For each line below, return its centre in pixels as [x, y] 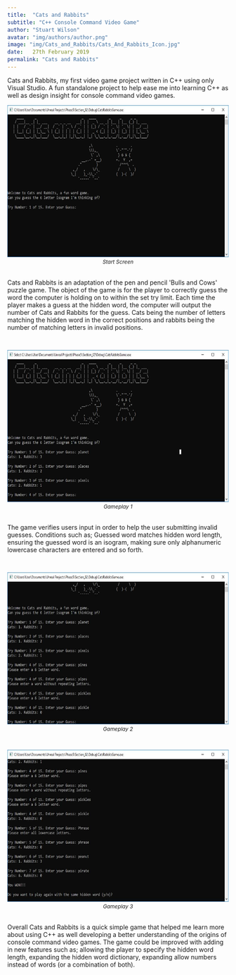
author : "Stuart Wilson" [44, 30]
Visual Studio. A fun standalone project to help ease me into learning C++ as [118, 87]
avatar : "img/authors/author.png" [58, 37]
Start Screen [118, 262]
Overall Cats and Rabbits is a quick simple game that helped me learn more [116, 927]
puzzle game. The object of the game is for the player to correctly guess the [118, 290]
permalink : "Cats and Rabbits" [53, 60]
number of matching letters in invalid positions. [75, 327]
